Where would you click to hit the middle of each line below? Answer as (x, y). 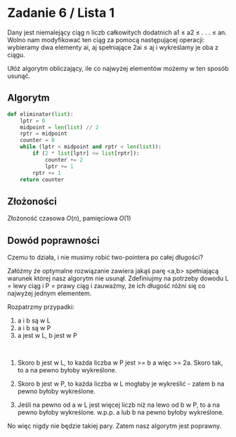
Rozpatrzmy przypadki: (41, 307)
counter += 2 (64, 159)
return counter (42, 180)
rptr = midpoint (44, 134)
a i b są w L (34, 320)
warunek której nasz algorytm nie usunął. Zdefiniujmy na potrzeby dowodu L (118, 278)
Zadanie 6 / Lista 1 (61, 13)
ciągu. (17, 55)
